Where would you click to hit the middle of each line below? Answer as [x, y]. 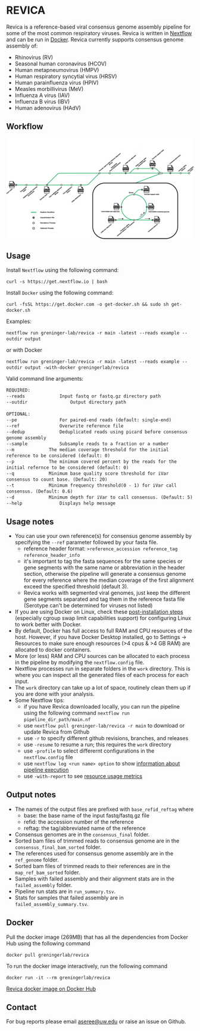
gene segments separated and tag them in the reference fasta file [104, 599]
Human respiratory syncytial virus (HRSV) [66, 76]
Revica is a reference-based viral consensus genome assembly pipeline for [99, 27]
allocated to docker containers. [53, 650]
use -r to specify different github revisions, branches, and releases [106, 738]
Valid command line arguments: [45, 379]
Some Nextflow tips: [40, 700]
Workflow [25, 126]
